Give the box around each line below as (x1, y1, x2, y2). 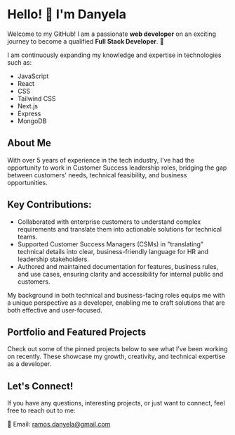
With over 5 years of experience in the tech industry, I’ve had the (7, 156, 195, 164)
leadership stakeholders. (17, 255, 89, 263)
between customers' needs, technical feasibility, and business (7, 170, 187, 179)
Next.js (17, 101, 39, 110)
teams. (17, 232, 38, 241)
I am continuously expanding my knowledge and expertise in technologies (7, 51, 222, 59)
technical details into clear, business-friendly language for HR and (17, 247, 209, 256)
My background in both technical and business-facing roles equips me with (7, 291, 226, 299)
